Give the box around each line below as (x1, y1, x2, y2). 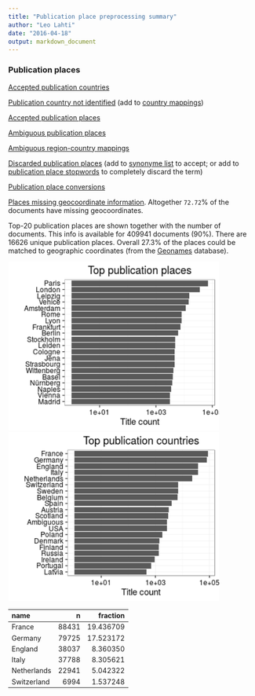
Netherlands (11, 666, 52, 676)
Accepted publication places (8, 112, 100, 122)
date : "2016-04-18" (8, 29, 72, 37)
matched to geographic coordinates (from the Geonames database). (8, 246, 229, 255)
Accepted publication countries (8, 82, 110, 92)
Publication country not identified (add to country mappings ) (8, 97, 204, 107)
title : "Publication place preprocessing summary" (8, 13, 177, 20)
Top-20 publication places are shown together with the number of (8, 221, 221, 230)
